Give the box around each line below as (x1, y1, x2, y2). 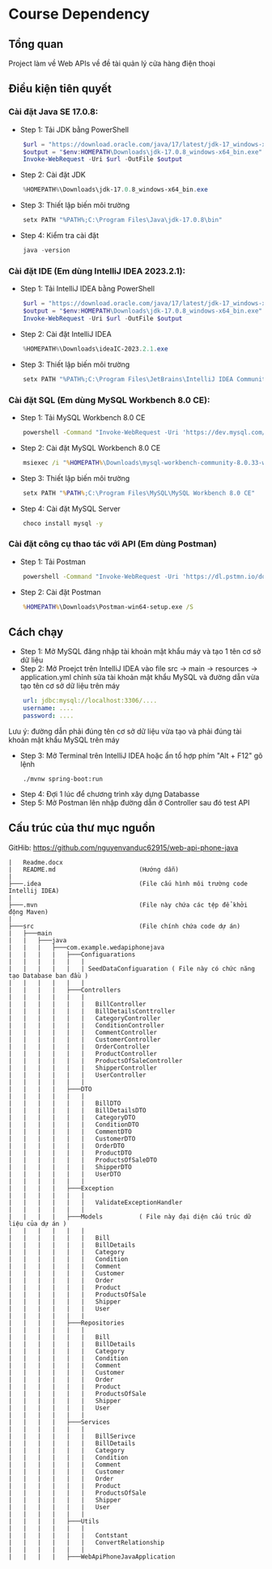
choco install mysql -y (23, 519, 104, 527)
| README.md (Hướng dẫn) (8, 865, 180, 874)
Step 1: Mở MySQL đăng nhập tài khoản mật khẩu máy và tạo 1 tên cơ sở (19, 647, 261, 657)
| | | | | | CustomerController (8, 1035, 161, 1044)
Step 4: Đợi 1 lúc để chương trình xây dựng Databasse (19, 789, 200, 798)
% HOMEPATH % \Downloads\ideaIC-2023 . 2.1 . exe (23, 345, 168, 353)
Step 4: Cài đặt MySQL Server (19, 504, 121, 513)
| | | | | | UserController (8, 1070, 147, 1079)
